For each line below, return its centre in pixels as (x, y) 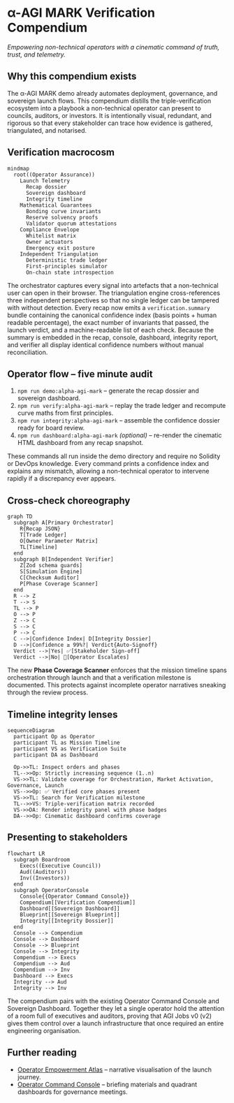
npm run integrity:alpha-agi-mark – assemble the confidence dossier (118, 421)
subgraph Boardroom (42, 860)
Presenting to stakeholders (67, 837)
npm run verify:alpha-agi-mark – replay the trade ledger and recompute (122, 406)
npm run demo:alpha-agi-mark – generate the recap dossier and (108, 391)
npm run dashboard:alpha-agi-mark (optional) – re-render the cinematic (119, 435)
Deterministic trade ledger (67, 260)
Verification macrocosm (61, 153)
